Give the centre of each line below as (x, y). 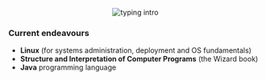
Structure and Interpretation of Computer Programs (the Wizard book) (139, 59)
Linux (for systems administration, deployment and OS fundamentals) (136, 50)
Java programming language (68, 67)
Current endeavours (49, 33)
